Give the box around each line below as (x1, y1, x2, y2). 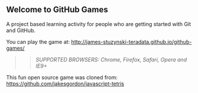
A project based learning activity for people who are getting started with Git (6, 20, 191, 27)
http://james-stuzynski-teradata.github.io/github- (71, 38, 192, 45)
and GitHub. (6, 27, 36, 34)
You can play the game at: (6, 38, 70, 45)
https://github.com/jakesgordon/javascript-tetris (6, 80, 125, 87)
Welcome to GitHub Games (6, 5, 108, 15)
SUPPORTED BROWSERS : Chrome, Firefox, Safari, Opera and (35, 56, 187, 63)
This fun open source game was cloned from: (6, 73, 118, 81)
